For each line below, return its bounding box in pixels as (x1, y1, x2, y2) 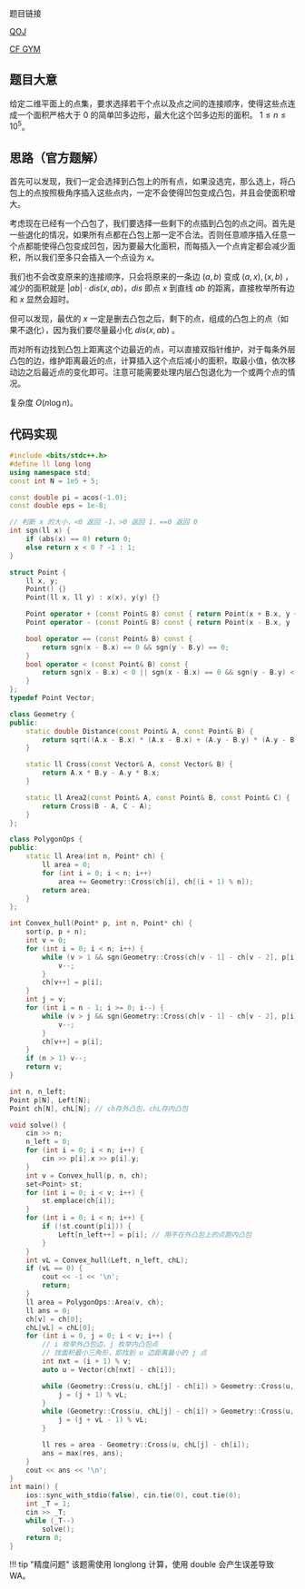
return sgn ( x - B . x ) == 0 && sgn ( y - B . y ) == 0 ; (42, 643, 230, 652)
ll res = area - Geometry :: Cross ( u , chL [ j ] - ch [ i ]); (42, 1440, 250, 1450)
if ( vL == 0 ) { (25, 1264, 84, 1273)
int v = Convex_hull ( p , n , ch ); (25, 1170, 148, 1180)
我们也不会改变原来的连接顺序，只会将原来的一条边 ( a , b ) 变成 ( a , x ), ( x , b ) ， (9, 271, 293, 282)
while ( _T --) (25, 1515, 75, 1525)
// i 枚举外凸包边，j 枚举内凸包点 (42, 1340, 159, 1349)
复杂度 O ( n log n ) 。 (9, 398, 79, 409)
